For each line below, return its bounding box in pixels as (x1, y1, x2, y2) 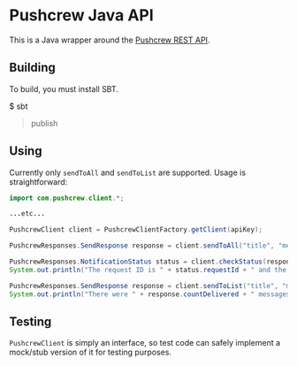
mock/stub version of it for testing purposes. (9, 347, 172, 358)
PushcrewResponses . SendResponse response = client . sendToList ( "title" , (9, 281, 278, 290)
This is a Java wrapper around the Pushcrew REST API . (9, 34, 210, 45)
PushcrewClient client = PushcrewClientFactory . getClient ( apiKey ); (9, 225, 263, 234)
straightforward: (9, 176, 68, 187)
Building (9, 60, 56, 75)
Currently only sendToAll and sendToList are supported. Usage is (9, 167, 246, 178)
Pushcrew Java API (9, 5, 155, 26)
